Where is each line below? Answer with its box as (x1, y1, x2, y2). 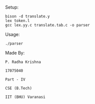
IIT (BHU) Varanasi (5, 94, 46, 99)
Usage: (5, 31, 20, 37)
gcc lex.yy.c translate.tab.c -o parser (5, 22, 91, 27)
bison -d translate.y (5, 14, 50, 19)
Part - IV (5, 77, 26, 82)
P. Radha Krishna (5, 59, 41, 64)
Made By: (5, 50, 25, 55)
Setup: (5, 4, 19, 10)
